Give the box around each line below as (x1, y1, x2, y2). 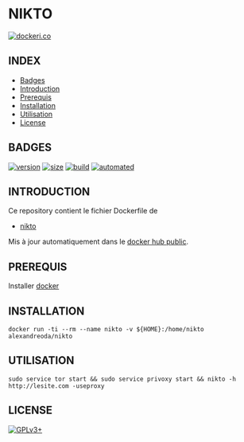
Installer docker (8, 281, 60, 291)
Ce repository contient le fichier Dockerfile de (8, 206, 158, 216)
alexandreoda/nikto (8, 332, 73, 340)
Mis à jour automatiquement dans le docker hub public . (8, 237, 189, 247)
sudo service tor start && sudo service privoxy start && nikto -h (8, 375, 237, 383)
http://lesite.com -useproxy (8, 381, 105, 390)
